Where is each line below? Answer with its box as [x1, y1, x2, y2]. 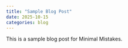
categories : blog [6, 19, 49, 25]
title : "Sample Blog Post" [6, 8, 72, 15]
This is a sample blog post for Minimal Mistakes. [6, 36, 123, 43]
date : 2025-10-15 [6, 14, 49, 20]
